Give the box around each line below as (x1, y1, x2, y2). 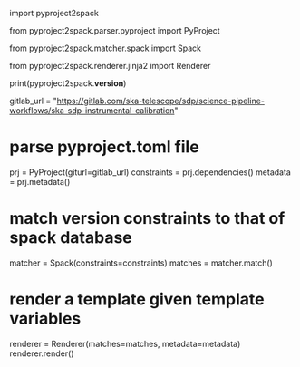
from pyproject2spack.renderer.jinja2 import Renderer (9, 61, 211, 71)
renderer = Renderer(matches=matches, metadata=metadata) (9, 338, 241, 349)
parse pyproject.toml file (9, 137, 199, 158)
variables (9, 308, 82, 329)
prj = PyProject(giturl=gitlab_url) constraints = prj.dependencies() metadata (9, 167, 292, 178)
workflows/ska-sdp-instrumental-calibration (9, 105, 175, 116)
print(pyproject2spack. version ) (9, 78, 127, 89)
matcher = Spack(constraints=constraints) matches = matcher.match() (9, 257, 274, 268)
